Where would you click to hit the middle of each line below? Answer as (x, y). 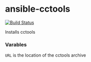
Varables (16, 44)
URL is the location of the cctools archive (46, 55)
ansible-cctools (38, 9)
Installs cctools (20, 32)
